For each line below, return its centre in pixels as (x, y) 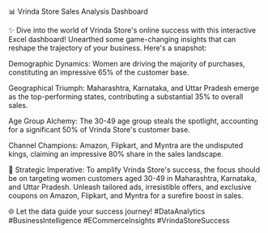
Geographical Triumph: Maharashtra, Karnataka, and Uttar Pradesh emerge (134, 88)
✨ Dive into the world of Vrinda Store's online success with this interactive (132, 30)
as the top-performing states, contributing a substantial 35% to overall (126, 97)
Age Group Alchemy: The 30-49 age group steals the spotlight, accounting (134, 121)
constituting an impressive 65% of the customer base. (99, 72)
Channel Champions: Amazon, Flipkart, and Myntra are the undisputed (126, 145)
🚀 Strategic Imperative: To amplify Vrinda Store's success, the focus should (134, 170)
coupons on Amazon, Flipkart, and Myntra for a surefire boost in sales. (126, 196)
